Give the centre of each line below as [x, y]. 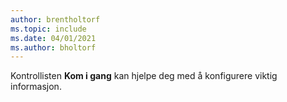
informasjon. [36, 87]
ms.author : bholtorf [53, 47]
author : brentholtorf [55, 19]
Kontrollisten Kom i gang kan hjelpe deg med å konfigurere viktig [144, 76]
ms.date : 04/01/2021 [53, 38]
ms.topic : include [48, 29]
